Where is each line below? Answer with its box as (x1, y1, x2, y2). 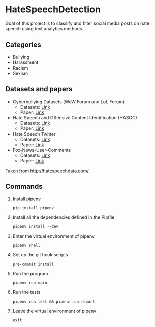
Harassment (12, 59, 39, 66)
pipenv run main (12, 280, 47, 285)
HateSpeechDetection (5, 4, 101, 15)
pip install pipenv (12, 206, 54, 211)
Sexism (12, 70, 28, 76)
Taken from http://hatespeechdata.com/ (5, 168, 89, 174)
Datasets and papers (5, 85, 73, 93)
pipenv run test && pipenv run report (12, 299, 95, 304)
